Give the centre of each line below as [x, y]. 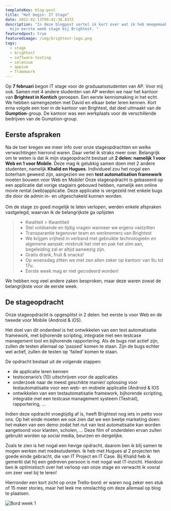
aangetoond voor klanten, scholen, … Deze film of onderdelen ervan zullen [83, 430]
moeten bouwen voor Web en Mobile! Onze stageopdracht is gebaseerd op [84, 180]
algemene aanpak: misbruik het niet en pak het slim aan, [84, 244]
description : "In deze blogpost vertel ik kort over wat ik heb [75, 24]
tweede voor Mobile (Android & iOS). [44, 320]
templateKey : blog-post [31, 10]
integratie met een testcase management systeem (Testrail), [76, 398]
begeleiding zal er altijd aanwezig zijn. [65, 249]
